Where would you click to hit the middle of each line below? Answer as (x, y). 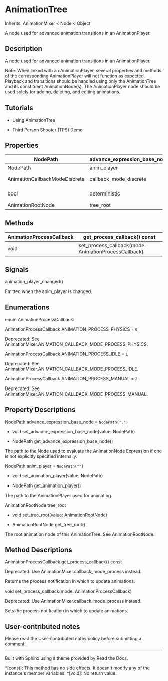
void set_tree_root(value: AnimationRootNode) (60, 515)
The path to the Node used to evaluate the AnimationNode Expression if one (84, 451)
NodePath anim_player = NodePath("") (44, 466)
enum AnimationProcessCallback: (40, 319)
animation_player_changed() (34, 282)
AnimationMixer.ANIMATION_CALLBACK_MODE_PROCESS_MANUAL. (77, 394)
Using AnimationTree (34, 120)
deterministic (105, 193)
